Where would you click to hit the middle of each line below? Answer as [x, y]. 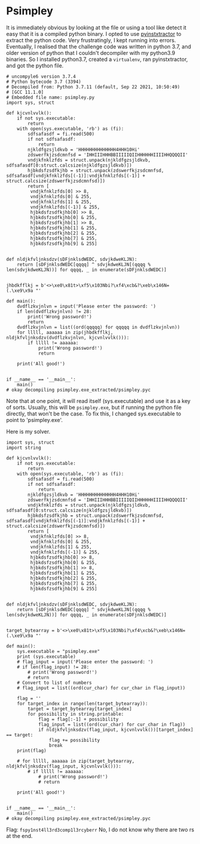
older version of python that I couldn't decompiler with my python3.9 [91, 53]
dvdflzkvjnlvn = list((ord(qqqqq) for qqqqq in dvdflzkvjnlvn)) [99, 327]
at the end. [19, 836]
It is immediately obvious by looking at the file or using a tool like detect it [96, 27]
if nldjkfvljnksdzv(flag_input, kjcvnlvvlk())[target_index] [116, 729]
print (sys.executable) [47, 657]
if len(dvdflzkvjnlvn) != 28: [55, 312]
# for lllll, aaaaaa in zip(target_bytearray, [76, 761]
